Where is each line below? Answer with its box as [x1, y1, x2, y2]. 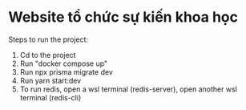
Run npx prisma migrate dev [19, 67, 114, 76]
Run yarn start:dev [19, 75, 82, 85]
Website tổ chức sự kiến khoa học [8, 8, 239, 26]
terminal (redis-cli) [19, 92, 82, 102]
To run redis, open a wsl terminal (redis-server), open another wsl [19, 84, 238, 94]
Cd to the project [19, 50, 76, 59]
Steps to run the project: [8, 35, 89, 44]
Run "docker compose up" [19, 59, 108, 68]
